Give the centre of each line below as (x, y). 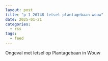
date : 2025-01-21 (24, 19)
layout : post (19, 10)
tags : (11, 34)
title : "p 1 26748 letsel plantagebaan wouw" (54, 15)
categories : (18, 24)
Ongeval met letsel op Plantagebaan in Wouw (53, 53)
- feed (17, 39)
